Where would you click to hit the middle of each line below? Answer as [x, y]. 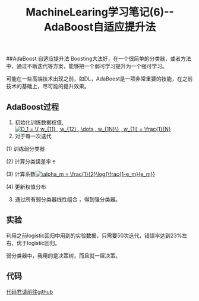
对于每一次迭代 [33, 136]
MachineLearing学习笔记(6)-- [100, 12]
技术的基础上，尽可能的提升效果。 [48, 86]
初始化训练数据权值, [39, 122]
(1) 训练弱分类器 [26, 149]
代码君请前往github [30, 291]
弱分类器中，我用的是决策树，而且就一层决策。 [63, 255]
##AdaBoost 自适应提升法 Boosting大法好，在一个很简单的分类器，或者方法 [99, 59]
